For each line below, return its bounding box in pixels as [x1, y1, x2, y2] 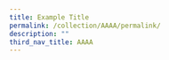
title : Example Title [9, 12, 90, 22]
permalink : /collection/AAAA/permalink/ [9, 21, 162, 30]
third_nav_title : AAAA [9, 37, 93, 47]
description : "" [9, 29, 69, 38]
